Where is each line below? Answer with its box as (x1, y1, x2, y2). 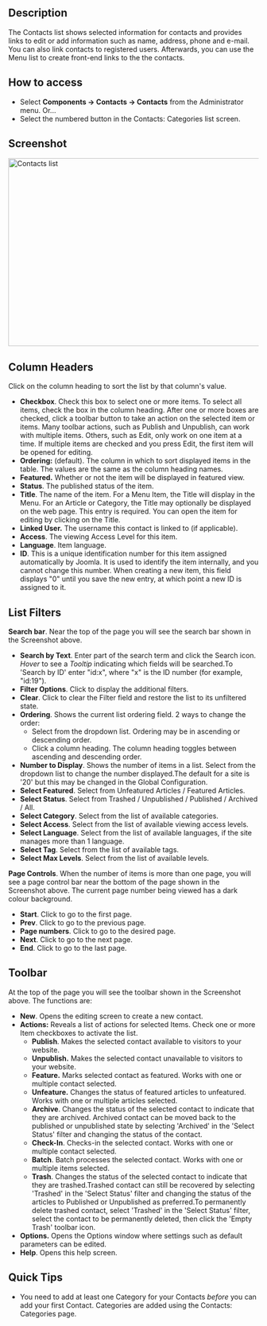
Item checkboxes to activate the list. (19, 1028, 138, 1037)
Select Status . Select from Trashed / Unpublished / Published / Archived (19, 794, 258, 804)
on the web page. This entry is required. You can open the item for (19, 506, 238, 516)
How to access (8, 76, 83, 90)
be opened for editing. (19, 448, 93, 457)
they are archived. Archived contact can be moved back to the (31, 1112, 236, 1122)
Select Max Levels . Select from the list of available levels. (19, 854, 209, 863)
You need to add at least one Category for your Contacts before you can (19, 1292, 257, 1301)
